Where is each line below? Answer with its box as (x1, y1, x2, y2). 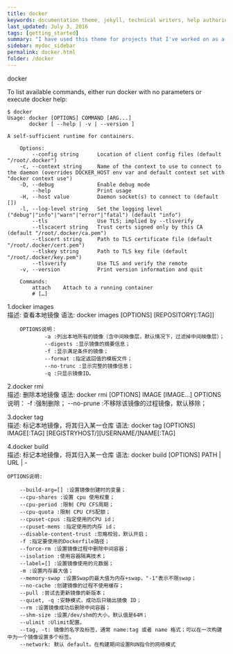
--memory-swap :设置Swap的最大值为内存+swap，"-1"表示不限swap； (19, 574, 197, 582)
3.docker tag (7, 413, 44, 421)
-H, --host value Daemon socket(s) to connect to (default (19, 193, 218, 200)
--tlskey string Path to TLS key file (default (32, 247, 188, 255)
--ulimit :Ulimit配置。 (19, 619, 85, 626)
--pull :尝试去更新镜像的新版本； (19, 590, 107, 596)
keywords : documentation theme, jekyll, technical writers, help (7, 17, 200, 24)
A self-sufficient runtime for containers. (7, 132, 135, 139)
